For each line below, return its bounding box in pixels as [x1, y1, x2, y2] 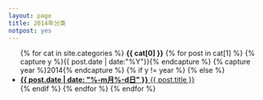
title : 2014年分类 [8, 19, 67, 27]
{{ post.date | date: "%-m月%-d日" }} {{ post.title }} [19, 75, 195, 85]
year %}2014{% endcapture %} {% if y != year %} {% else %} [19, 66, 225, 75]
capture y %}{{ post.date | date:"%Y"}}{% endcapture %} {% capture [19, 57, 251, 66]
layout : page [8, 11, 52, 20]
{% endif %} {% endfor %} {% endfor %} [19, 84, 156, 94]
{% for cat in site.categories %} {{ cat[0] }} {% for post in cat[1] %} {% [19, 49, 255, 58]
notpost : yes [8, 26, 52, 34]
